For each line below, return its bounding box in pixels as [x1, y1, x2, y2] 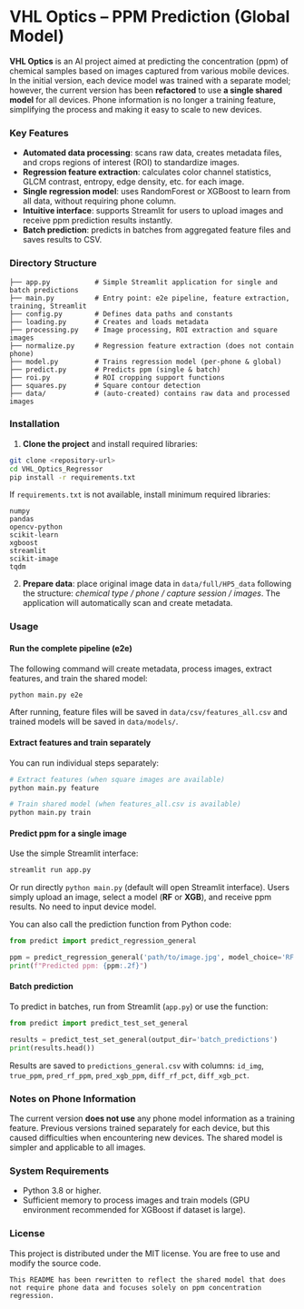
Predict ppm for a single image [9, 828, 127, 838]
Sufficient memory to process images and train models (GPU [22, 1195, 250, 1205]
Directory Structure [9, 257, 97, 270]
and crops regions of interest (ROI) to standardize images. [22, 157, 240, 168]
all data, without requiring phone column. [22, 195, 177, 206]
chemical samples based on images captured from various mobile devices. [9, 65, 290, 76]
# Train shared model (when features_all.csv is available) [9, 799, 242, 809]
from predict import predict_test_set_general [9, 1019, 189, 1028]
